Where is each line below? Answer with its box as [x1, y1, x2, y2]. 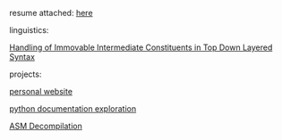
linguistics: [9, 25, 49, 35]
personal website [9, 86, 73, 96]
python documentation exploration [9, 103, 137, 114]
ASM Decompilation [9, 120, 82, 131]
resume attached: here [9, 8, 93, 18]
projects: [9, 69, 42, 79]
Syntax [9, 52, 36, 62]
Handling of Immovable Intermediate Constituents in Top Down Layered [9, 42, 273, 53]
